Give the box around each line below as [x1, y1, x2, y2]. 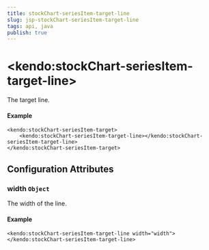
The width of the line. [7, 199, 67, 208]
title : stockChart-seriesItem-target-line [7, 10, 130, 17]
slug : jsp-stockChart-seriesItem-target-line [7, 16, 139, 23]
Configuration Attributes [7, 163, 114, 175]
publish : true [7, 29, 48, 36]
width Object [7, 184, 50, 193]
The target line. [7, 96, 50, 104]
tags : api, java [7, 23, 53, 29]
